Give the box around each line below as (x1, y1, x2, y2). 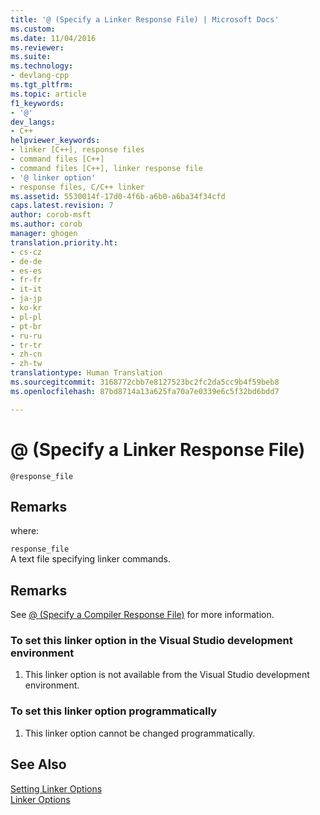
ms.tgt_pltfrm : (10, 80, 74, 90)
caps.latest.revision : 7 (10, 201, 114, 211)
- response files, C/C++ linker (10, 182, 145, 192)
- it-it (10, 284, 43, 295)
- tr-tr (10, 340, 43, 350)
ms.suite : (10, 52, 52, 62)
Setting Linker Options (10, 782, 103, 795)
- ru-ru (10, 331, 43, 341)
